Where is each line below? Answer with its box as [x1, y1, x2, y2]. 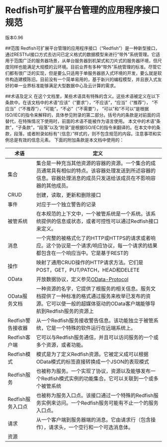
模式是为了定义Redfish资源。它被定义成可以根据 [36, 351, 149, 358]
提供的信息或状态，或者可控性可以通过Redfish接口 [41, 218, 159, 225]
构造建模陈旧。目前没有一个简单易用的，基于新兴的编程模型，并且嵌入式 [9, 76, 158, 82]
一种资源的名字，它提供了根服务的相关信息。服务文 [36, 285, 156, 292]
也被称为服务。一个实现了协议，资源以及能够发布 [36, 368, 151, 375]
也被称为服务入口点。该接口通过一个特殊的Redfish [36, 392, 154, 399]
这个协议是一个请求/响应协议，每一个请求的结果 [46, 242, 158, 249]
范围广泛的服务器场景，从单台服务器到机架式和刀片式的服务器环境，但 [13, 57, 158, 63]
